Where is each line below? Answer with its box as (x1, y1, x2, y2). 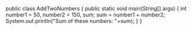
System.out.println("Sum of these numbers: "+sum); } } (5, 18, 142, 24)
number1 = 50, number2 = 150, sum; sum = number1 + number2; (5, 11, 165, 18)
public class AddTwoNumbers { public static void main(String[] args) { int (5, 5, 187, 12)
